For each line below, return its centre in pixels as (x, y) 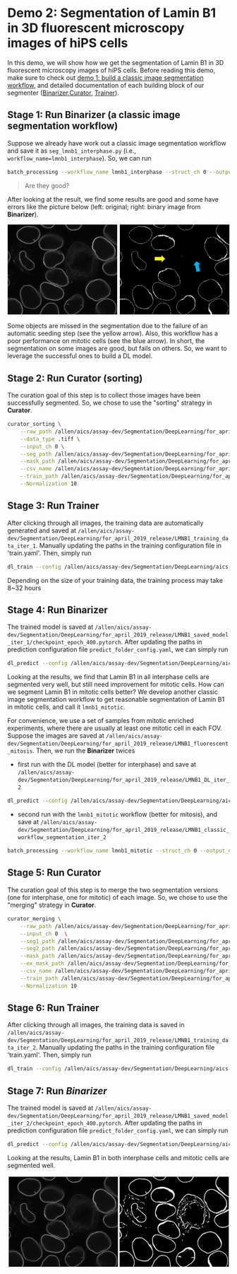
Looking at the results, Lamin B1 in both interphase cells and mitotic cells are (118, 1158)
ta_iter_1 (22, 546)
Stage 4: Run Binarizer (57, 610)
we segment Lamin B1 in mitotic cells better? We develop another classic (113, 692)
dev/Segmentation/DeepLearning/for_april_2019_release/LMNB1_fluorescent (118, 744)
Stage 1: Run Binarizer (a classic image (94, 115)
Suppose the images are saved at (56, 736)
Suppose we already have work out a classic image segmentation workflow (117, 143)
